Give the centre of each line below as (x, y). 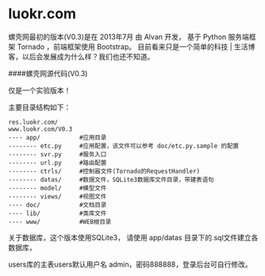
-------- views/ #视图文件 (58, 196)
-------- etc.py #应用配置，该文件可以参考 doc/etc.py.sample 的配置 (124, 146)
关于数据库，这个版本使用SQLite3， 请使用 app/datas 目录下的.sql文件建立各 (133, 237)
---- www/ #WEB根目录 (60, 222)
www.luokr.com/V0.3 (40, 129)
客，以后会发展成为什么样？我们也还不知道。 (81, 56)
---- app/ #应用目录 (58, 137)
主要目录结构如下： (40, 107)
